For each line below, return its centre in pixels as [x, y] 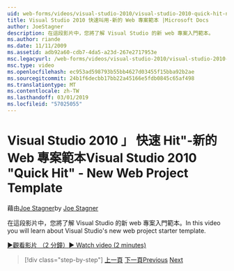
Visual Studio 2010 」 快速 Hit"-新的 [112, 141]
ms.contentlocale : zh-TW [43, 91]
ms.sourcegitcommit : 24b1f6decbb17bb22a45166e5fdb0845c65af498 [101, 78]
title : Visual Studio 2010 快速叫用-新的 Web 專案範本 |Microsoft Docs [108, 20]
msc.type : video [31, 65]
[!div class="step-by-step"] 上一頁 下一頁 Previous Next [103, 260]
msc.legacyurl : [29, 59]
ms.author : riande [34, 40]
